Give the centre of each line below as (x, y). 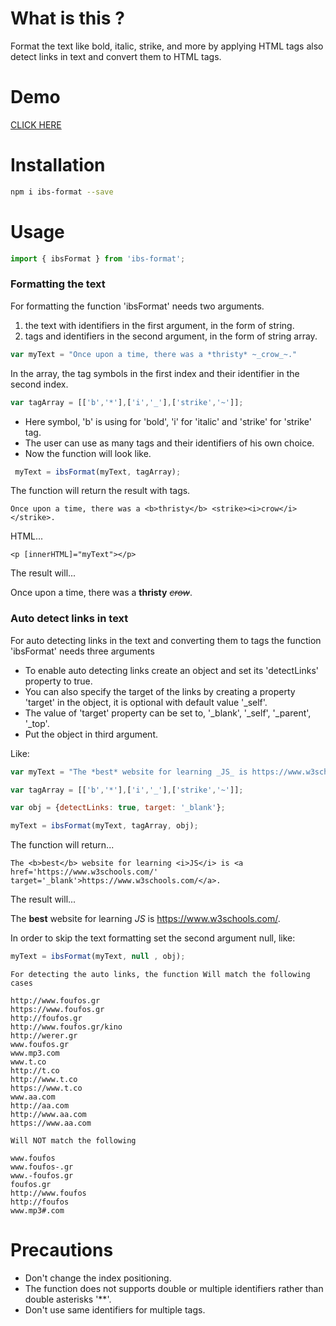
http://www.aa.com (48, 1115)
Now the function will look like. (88, 453)
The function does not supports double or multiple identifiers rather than (174, 1289)
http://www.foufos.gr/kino (66, 1027)
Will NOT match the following (73, 1141)
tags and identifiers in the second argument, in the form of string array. (171, 336)
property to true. (58, 681)
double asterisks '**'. (68, 1299)
